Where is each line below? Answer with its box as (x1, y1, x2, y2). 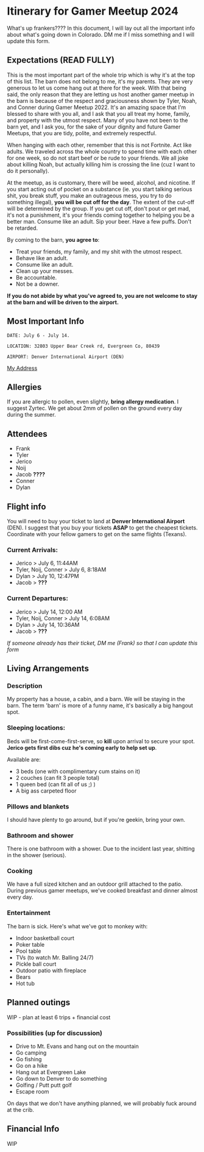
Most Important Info (7, 316, 85, 327)
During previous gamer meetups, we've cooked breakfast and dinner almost (7, 887, 198, 894)
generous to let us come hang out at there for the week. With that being (7, 84, 186, 91)
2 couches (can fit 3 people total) (15, 774, 100, 781)
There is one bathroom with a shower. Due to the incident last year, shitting (7, 845, 195, 852)
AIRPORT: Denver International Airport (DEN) (7, 353, 124, 360)
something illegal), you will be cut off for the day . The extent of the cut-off (7, 198, 195, 205)
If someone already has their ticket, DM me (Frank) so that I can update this (7, 639, 198, 646)
